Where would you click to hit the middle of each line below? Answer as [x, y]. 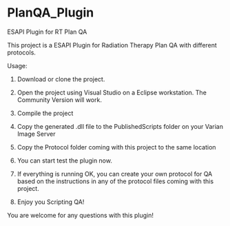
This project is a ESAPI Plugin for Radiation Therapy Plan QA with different [112, 45]
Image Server [36, 134]
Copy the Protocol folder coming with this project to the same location [116, 147]
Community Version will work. [59, 100]
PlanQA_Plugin [51, 13]
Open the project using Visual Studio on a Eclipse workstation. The [112, 92]
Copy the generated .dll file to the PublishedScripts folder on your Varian [120, 126]
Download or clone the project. [61, 79]
